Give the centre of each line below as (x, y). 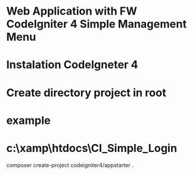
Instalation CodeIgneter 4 (72, 65)
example (29, 120)
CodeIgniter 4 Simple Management (96, 24)
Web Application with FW (72, 11)
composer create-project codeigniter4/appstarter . (70, 165)
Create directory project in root (86, 93)
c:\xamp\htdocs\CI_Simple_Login (92, 148)
